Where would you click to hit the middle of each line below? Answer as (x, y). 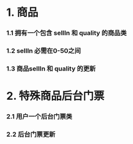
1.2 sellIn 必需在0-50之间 (44, 51)
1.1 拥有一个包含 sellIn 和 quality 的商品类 (66, 33)
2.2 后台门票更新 (31, 134)
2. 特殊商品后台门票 (56, 96)
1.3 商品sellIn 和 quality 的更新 (51, 69)
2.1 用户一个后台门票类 (39, 117)
